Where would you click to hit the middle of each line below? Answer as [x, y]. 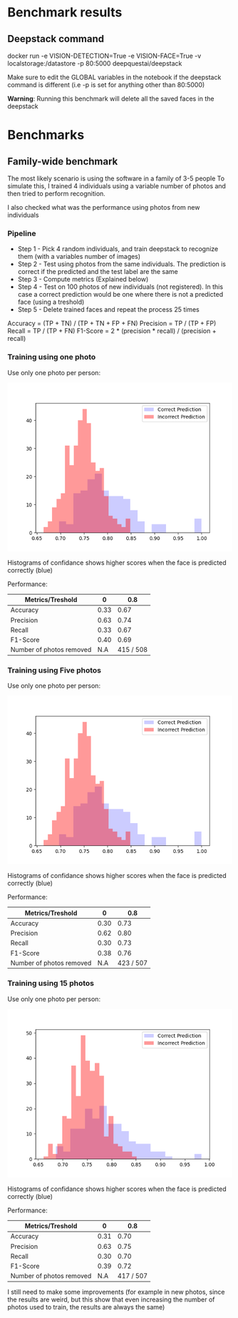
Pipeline [22, 233]
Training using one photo [52, 357]
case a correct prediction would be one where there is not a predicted [120, 295]
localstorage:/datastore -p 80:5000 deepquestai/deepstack [95, 63]
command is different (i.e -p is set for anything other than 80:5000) [106, 85]
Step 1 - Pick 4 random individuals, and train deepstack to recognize [118, 249]
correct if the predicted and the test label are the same [98, 272]
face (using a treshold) [51, 302]
